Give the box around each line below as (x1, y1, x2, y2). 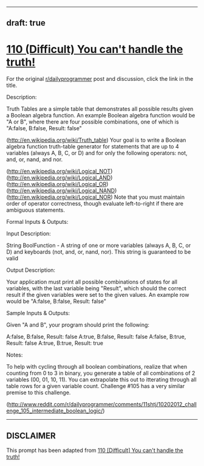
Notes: (6, 351, 23, 359)
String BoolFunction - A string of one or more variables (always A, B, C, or (6, 242, 191, 249)
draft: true (6, 18, 46, 28)
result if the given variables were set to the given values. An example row (6, 291, 189, 299)
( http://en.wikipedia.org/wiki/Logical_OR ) (6, 181, 109, 188)
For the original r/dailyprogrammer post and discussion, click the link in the (6, 75, 194, 83)
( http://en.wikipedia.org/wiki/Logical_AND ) (6, 174, 113, 181)
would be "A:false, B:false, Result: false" (6, 297, 107, 305)
